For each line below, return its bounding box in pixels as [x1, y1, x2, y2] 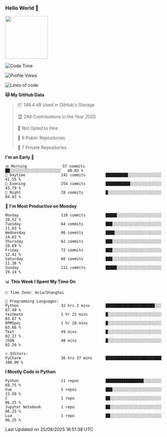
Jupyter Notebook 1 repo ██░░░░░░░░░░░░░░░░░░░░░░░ [5, 405, 162, 410]
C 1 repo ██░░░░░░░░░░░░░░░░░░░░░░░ [5, 396, 162, 401]
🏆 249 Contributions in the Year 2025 [17, 114, 96, 120]
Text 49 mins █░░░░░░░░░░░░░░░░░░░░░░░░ [5, 329, 162, 335]
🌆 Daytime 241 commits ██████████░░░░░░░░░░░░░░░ [5, 173, 162, 178]
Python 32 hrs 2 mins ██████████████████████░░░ [5, 303, 162, 308]
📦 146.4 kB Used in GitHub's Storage [17, 102, 95, 108]
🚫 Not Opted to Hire [17, 125, 58, 131]
